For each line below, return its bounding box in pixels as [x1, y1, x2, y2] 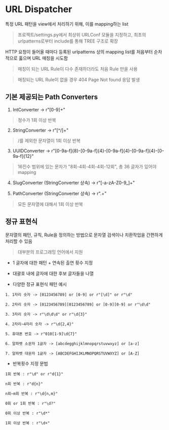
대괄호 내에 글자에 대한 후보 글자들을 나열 [12, 270, 94, 276]
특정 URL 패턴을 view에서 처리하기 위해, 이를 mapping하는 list [5, 21, 129, 27]
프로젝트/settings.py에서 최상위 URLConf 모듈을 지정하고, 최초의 [17, 31, 146, 37]
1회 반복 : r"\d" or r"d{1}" [5, 371, 64, 376]
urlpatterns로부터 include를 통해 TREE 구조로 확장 [17, 38, 118, 44]
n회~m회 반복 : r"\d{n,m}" [5, 391, 58, 396]
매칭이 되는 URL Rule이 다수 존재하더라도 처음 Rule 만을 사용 [17, 66, 138, 72]
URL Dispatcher [5, 4, 72, 15]
